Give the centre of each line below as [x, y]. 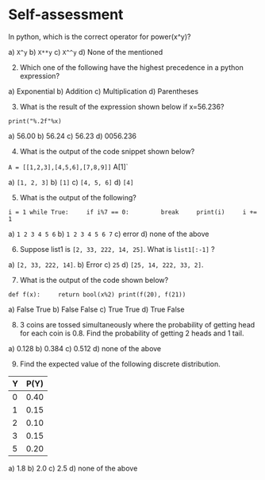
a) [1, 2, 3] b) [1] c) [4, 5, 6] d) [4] [71, 182]
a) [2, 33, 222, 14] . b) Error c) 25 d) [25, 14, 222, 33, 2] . [106, 265]
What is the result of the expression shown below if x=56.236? [122, 106]
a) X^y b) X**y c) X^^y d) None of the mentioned [86, 52]
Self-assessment [66, 15]
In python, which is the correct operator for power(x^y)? [100, 37]
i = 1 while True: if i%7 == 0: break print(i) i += [133, 212]
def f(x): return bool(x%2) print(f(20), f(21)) [97, 294]
